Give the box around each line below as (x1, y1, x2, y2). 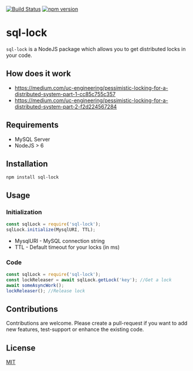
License (6, 343, 36, 353)
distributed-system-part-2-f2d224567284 (14, 103, 117, 110)
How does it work (6, 69, 72, 79)
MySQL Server (14, 136, 50, 143)
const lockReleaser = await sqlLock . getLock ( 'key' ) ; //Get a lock (6, 276, 172, 283)
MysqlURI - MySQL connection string (14, 237, 105, 244)
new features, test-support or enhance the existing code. (6, 326, 144, 333)
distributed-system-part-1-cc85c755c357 (14, 90, 116, 97)
